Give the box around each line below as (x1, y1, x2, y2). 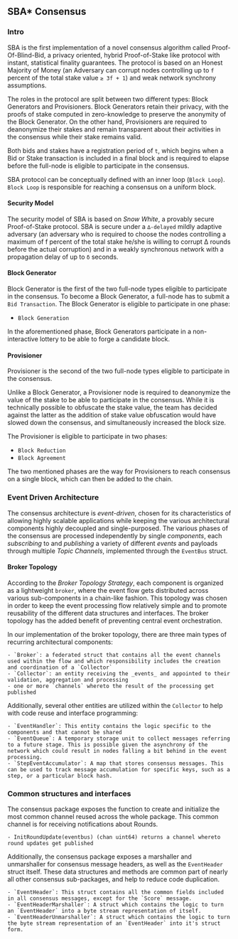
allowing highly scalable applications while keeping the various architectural (7, 516, 229, 525)
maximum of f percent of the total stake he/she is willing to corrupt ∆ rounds (7, 237, 231, 246)
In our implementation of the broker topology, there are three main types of (7, 630, 227, 638)
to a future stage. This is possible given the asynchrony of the (7, 741, 208, 748)
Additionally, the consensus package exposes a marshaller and (7, 852, 192, 861)
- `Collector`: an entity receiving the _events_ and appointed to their (7, 670, 231, 677)
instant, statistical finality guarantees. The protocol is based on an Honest (7, 58, 223, 67)
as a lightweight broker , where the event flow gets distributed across (7, 586, 209, 594)
